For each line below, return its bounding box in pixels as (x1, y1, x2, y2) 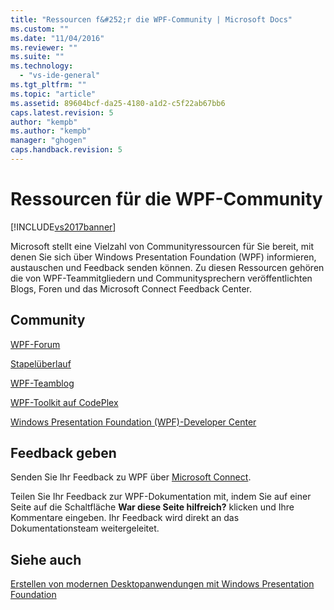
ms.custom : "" (10, 24, 70, 34)
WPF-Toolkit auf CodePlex (10, 396, 119, 408)
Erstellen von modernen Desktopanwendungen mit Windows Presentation (10, 578, 315, 590)
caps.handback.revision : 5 (10, 145, 123, 155)
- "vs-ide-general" (19, 71, 101, 81)
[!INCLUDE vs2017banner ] (10, 221, 117, 233)
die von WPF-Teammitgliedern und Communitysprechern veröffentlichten (10, 272, 313, 284)
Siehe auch (10, 551, 82, 568)
